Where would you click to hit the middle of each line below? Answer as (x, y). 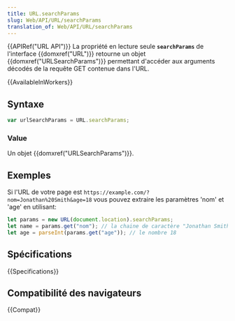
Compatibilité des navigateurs (74, 293)
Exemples (29, 175)
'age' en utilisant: (32, 207)
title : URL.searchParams (43, 14)
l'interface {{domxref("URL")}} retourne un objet (77, 54)
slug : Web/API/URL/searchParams (54, 20)
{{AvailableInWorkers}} (40, 82)
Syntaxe (26, 104)
